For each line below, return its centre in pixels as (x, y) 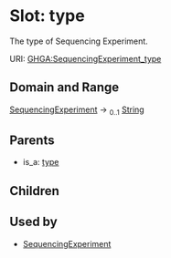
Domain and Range (64, 88)
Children (34, 191)
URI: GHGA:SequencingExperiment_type (85, 58)
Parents (32, 140)
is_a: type (41, 162)
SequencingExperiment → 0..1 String (77, 110)
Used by (33, 222)
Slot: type (47, 16)
